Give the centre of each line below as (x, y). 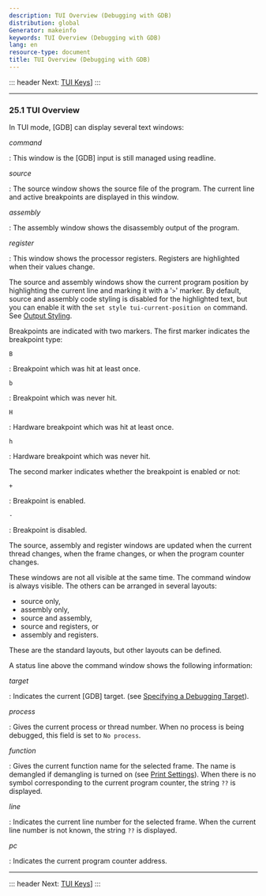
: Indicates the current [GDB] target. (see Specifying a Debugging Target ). (129, 697)
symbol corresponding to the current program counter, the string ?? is (122, 783)
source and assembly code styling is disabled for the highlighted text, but (128, 299)
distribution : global (45, 23)
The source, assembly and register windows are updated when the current (130, 545)
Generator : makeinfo (43, 30)
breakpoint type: (36, 340)
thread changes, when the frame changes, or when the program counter (127, 554)
